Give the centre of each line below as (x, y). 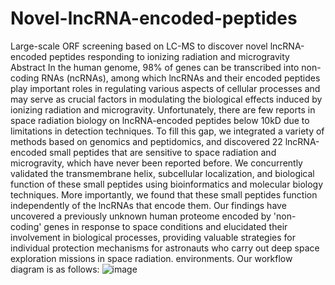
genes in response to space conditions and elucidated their (165, 226)
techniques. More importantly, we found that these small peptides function (164, 194)
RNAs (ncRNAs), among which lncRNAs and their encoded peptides (181, 78)
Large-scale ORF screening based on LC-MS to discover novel (139, 46)
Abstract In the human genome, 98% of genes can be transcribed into (155, 67)
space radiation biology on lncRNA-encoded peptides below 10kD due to (160, 120)
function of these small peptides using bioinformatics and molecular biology (167, 184)
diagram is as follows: (55, 269)
